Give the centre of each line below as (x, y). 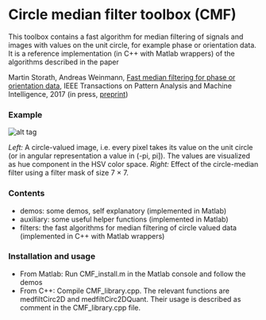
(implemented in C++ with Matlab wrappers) (92, 236)
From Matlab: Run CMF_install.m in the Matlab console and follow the (133, 274)
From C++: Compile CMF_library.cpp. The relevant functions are (125, 291)
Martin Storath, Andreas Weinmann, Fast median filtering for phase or (122, 77)
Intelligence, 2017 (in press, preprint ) (68, 94)
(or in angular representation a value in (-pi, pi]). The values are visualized (129, 156)
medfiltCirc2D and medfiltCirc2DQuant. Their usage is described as (130, 299)
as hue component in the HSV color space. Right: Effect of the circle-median (133, 164)
